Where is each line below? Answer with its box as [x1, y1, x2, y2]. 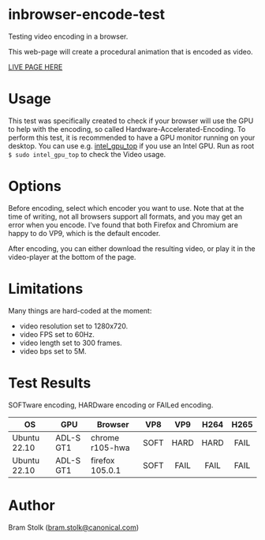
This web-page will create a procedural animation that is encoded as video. [8, 47, 254, 56]
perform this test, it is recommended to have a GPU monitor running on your [8, 133, 256, 142]
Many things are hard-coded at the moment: [8, 306, 152, 315]
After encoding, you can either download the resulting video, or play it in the [8, 243, 256, 253]
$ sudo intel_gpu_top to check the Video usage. [8, 149, 166, 159]
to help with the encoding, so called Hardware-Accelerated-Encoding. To [8, 124, 246, 133]
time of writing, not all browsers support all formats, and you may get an [8, 212, 243, 221]
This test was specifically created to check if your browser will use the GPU [8, 116, 254, 126]
